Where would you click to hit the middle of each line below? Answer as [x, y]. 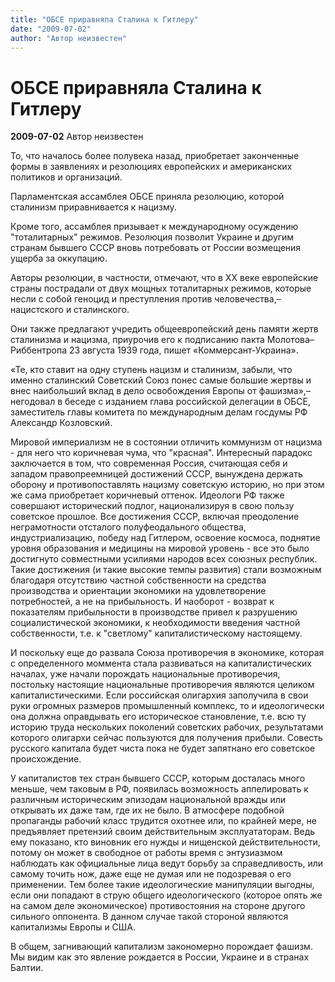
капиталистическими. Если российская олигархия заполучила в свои [159, 695]
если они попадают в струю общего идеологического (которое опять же [166, 895]
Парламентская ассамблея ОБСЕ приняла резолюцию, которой [147, 197]
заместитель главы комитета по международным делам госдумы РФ [159, 412]
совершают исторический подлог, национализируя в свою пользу [152, 506]
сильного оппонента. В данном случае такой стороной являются [149, 917]
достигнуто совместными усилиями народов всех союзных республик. [164, 559]
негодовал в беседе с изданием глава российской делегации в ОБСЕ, [160, 402]
